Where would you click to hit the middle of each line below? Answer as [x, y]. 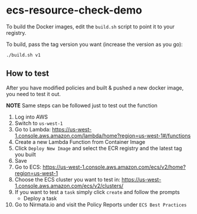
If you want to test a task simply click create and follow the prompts [97, 192]
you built [25, 154]
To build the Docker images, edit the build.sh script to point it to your [91, 27]
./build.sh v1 [24, 55]
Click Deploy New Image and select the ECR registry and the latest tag [98, 148]
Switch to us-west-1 [39, 123]
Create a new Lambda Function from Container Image [80, 141]
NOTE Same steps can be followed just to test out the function [82, 105]
